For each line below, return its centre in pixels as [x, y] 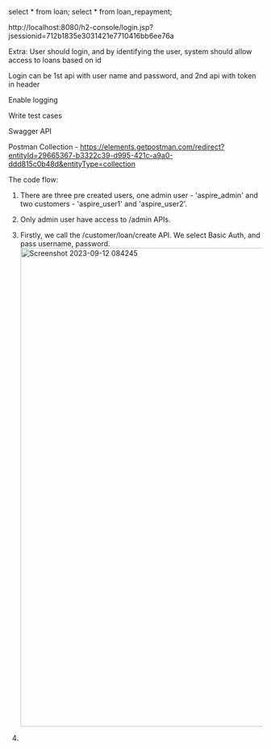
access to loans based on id [55, 60]
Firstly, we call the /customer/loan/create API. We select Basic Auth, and [140, 235]
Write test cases [35, 115]
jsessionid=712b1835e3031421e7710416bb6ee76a [92, 36]
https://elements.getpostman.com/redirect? [152, 147]
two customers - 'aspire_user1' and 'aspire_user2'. [104, 204]
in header [24, 84]
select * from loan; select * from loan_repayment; [90, 12]
